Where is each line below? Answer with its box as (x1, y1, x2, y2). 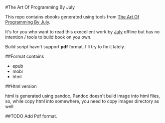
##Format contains (5, 53, 44, 59)
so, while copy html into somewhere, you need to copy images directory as (5, 98, 160, 104)
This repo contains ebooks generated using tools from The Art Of (5, 14, 140, 19)
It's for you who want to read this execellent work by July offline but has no (5, 29, 160, 34)
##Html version (5, 83, 37, 89)
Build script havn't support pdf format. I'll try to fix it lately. (5, 44, 126, 49)
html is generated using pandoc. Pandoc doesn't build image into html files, (5, 93, 161, 99)
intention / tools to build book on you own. (5, 34, 92, 40)
